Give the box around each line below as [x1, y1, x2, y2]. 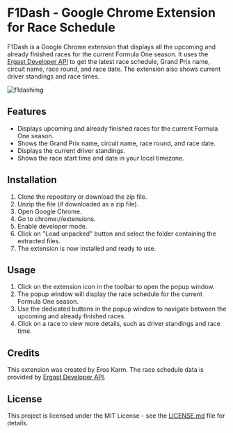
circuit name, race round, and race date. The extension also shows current [7, 65, 221, 73]
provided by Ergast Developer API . [7, 373, 106, 382]
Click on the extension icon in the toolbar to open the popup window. [17, 283, 215, 291]
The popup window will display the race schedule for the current [17, 290, 203, 298]
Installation [7, 174, 57, 186]
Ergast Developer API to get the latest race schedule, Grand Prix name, [7, 57, 211, 65]
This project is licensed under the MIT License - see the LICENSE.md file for [7, 411, 225, 420]
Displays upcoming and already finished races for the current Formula [17, 124, 218, 133]
